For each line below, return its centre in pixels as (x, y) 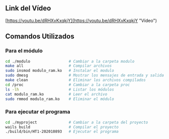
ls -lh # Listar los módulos (60, 89)
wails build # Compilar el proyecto (62, 127)
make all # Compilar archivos (59, 66)
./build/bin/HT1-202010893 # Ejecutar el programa (62, 132)
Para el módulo (24, 51)
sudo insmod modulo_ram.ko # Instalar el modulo (60, 71)
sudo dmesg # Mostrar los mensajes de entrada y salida (85, 75)
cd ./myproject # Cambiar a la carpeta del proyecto (77, 122)
